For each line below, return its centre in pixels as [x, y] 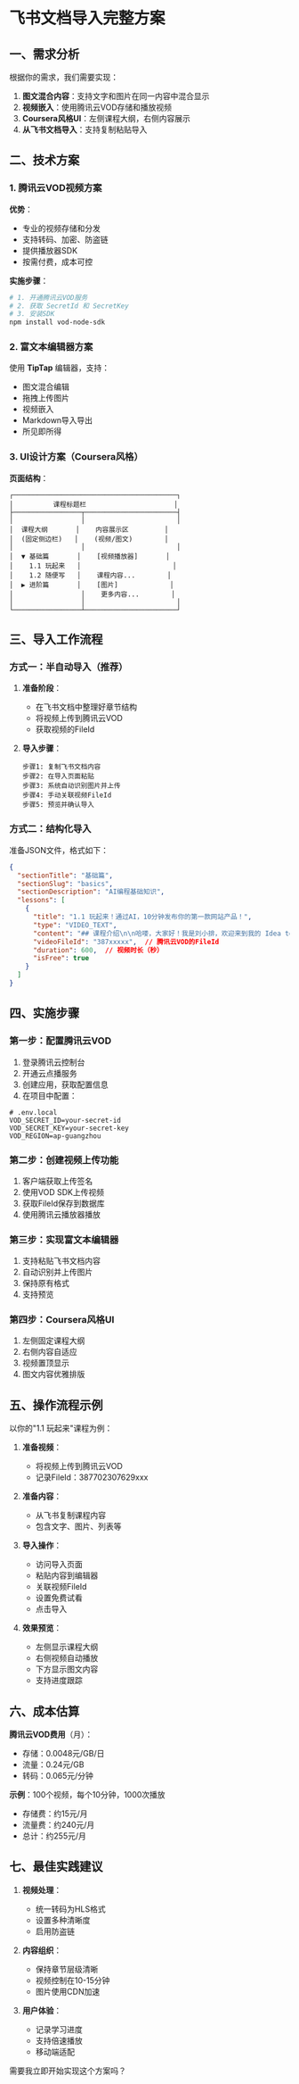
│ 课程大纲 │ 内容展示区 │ [89, 529]
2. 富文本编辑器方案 [51, 347]
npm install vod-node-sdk [57, 322]
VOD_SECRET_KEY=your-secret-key [69, 1128]
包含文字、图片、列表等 [78, 1526]
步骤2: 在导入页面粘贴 [58, 776]
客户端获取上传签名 [57, 1181]
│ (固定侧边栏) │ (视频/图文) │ [89, 539]
